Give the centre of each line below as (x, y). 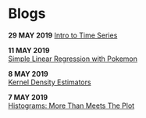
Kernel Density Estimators (50, 82)
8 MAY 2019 (28, 73)
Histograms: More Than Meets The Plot (71, 105)
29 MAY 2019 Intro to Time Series (63, 35)
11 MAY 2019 (29, 50)
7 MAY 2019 (28, 97)
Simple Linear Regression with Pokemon (73, 59)
